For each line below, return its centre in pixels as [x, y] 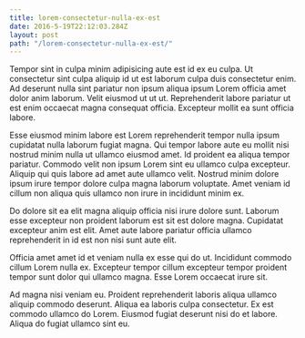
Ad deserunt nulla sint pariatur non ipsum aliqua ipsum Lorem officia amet [148, 88]
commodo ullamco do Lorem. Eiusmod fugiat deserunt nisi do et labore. [143, 314]
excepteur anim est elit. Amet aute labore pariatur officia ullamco [131, 230]
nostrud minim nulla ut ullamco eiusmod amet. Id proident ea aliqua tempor [150, 155]
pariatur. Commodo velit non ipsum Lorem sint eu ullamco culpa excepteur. [150, 164]
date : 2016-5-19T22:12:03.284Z [69, 26]
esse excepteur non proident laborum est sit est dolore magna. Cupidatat [147, 220]
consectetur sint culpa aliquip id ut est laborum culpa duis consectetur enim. [153, 79]
